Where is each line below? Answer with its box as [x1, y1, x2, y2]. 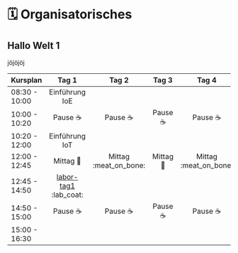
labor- [56, 172, 79, 182]
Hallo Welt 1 [7, 39, 60, 51]
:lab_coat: [51, 190, 84, 200]
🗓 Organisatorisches [7, 6, 132, 23]
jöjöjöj [7, 58, 25, 67]
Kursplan [11, 75, 42, 85]
